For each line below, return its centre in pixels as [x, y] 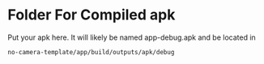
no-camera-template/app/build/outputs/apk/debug [91, 52]
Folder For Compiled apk [92, 15]
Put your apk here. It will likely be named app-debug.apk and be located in [132, 37]
